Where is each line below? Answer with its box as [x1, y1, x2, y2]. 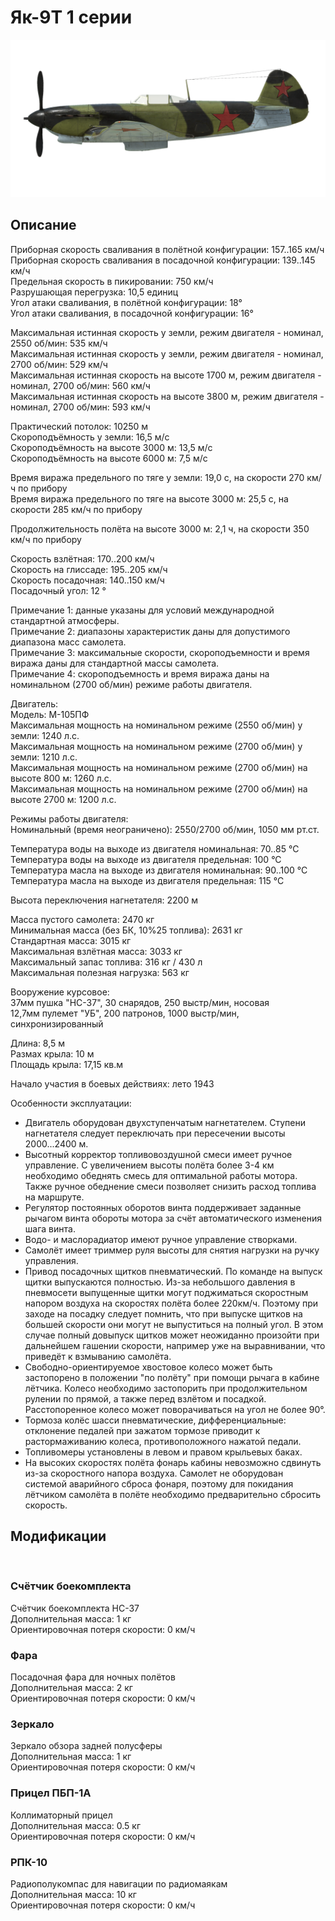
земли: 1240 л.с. [10, 729, 80, 741]
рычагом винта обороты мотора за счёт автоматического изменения [24, 1212, 323, 1224]
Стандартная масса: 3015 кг [10, 934, 132, 946]
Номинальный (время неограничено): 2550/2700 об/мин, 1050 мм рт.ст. [10, 823, 320, 835]
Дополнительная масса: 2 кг [10, 1682, 133, 1694]
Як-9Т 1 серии [10, 6, 133, 29]
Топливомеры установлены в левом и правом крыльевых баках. [24, 1446, 303, 1458]
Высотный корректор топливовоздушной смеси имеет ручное [24, 1148, 293, 1160]
